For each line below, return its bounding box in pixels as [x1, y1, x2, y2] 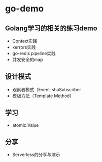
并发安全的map [12, 56, 43, 62]
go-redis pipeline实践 [12, 51, 56, 56]
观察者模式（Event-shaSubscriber [12, 86, 81, 92]
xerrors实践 [12, 44, 36, 50]
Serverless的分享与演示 [12, 152, 61, 158]
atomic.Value [12, 122, 39, 128]
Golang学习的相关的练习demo [5, 24, 98, 32]
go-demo [5, 3, 44, 14]
